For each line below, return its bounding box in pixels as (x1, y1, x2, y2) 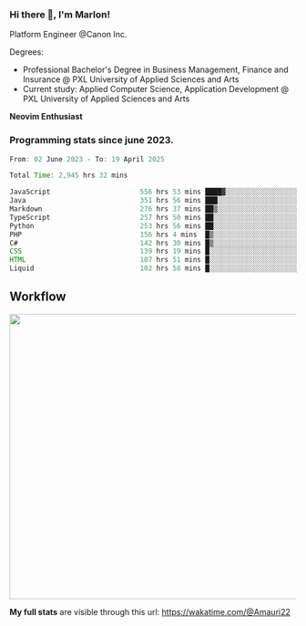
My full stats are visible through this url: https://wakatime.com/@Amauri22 (9, 606, 291, 617)
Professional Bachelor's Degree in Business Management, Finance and (22, 64, 289, 76)
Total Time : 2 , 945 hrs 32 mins (9, 171, 128, 181)
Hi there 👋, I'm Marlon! (9, 8, 111, 21)
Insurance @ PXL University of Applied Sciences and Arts (22, 74, 240, 85)
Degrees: (9, 47, 44, 57)
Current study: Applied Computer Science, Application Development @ (22, 84, 290, 95)
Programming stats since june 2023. (9, 134, 175, 147)
